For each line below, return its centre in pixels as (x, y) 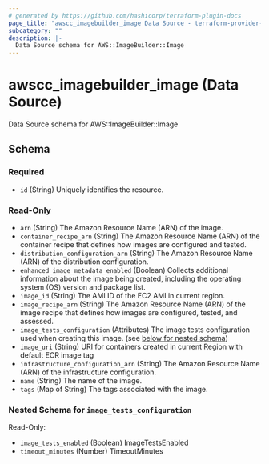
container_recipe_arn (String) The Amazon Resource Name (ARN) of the (140, 236)
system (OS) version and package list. (82, 287)
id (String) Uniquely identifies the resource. (92, 190)
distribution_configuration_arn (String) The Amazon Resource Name (137, 254)
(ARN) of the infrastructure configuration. (88, 372)
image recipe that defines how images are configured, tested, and (128, 313)
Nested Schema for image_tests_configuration (100, 410)
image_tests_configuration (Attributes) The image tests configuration (135, 330)
